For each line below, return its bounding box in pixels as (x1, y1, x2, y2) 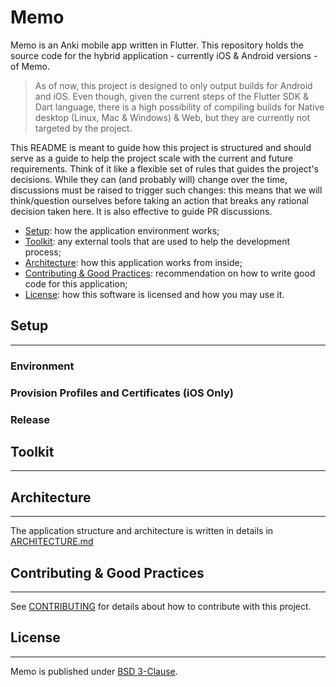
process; (24, 246, 62, 258)
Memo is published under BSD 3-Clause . (10, 665, 178, 677)
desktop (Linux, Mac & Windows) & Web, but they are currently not (34, 111, 310, 123)
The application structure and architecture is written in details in (10, 525, 274, 537)
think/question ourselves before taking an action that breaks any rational (10, 194, 309, 206)
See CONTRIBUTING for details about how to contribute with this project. (10, 600, 312, 612)
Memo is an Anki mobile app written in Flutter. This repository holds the (10, 39, 305, 51)
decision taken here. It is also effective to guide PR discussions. (10, 205, 273, 217)
